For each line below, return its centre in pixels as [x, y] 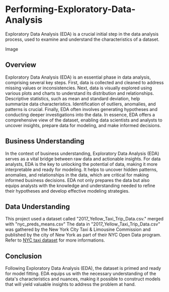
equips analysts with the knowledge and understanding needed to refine [80, 186]
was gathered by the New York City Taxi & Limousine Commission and [78, 229]
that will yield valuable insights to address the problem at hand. [70, 284]
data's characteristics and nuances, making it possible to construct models [83, 279]
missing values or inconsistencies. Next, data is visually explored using [79, 88]
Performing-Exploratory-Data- [70, 9]
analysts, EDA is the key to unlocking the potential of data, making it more [81, 164]
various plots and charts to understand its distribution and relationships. [80, 93]
